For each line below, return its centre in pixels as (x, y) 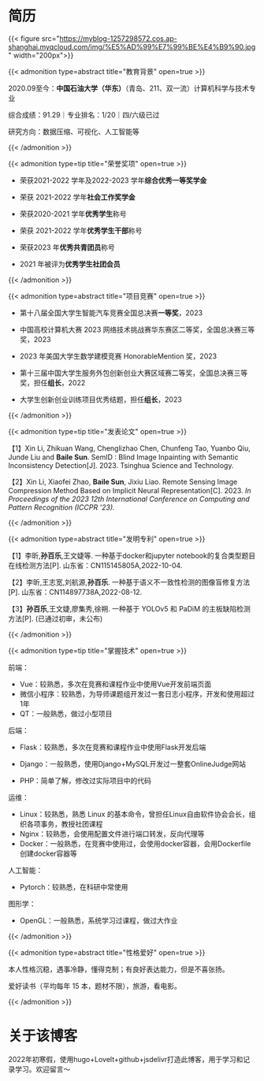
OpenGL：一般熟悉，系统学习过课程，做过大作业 (99, 920)
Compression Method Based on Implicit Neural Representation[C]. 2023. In (130, 490)
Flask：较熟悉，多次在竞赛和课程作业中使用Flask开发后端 (113, 747)
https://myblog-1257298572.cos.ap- (118, 38)
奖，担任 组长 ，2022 (52, 382)
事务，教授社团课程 (72, 823)
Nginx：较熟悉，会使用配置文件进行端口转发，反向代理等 (112, 834)
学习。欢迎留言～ (43, 1069)
